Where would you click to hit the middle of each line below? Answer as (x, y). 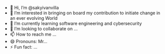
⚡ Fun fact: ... (23, 47)
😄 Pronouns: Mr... (28, 41)
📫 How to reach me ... (33, 34)
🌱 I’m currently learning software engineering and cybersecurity (76, 23)
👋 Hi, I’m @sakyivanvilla (34, 8)
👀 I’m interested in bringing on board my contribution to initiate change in (85, 13)
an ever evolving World (34, 18)
